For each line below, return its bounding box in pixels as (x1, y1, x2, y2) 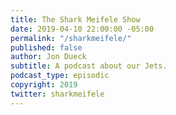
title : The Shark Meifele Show (10, 14, 141, 25)
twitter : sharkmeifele (10, 89, 105, 99)
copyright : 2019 (10, 80, 78, 90)
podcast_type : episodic (10, 71, 110, 81)
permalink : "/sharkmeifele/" (10, 33, 132, 43)
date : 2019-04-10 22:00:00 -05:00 (10, 24, 155, 34)
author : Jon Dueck (10, 52, 87, 62)
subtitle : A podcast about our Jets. (10, 61, 168, 71)
